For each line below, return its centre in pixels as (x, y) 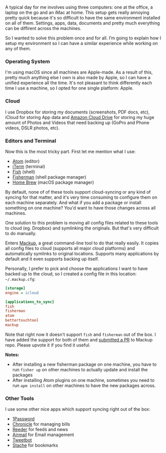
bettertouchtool (22, 321)
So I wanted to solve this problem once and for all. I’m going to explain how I (83, 38)
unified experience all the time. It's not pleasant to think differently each (79, 83)
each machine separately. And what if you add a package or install (73, 202)
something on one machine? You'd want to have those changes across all (80, 208)
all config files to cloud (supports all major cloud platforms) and (70, 248)
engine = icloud (22, 293)
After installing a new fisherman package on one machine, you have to (84, 364)
